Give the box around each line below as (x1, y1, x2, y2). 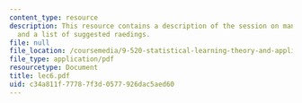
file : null (9, 38, 50, 47)
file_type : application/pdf (9, 55, 115, 64)
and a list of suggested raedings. (17, 30, 151, 39)
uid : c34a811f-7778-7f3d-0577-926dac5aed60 (9, 80, 175, 89)
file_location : (9, 47, 67, 56)
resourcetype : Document (9, 64, 99, 73)
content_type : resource (9, 13, 99, 22)
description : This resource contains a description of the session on (9, 21, 280, 30)
